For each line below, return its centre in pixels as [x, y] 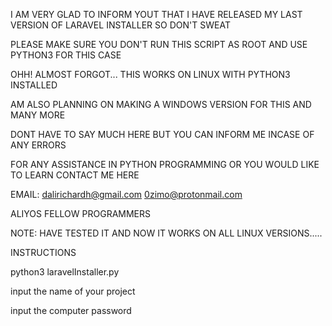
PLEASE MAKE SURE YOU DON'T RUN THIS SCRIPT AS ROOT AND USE [159, 44]
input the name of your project [73, 291]
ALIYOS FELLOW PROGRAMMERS [81, 213]
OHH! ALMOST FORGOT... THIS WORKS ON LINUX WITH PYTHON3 [150, 74]
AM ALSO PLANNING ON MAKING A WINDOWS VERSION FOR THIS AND [161, 104]
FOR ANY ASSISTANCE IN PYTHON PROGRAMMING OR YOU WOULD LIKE [165, 164]
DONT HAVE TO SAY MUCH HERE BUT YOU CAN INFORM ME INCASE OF [162, 134]
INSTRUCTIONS [43, 252]
